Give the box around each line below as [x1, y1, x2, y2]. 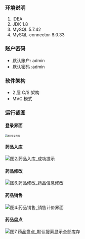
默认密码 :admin [12, 64, 45, 70]
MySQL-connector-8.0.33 [12, 32, 65, 38]
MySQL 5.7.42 [12, 26, 41, 33]
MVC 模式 [12, 95, 33, 101]
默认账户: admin [12, 57, 45, 63]
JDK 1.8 [12, 21, 28, 27]
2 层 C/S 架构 [12, 89, 40, 95]
